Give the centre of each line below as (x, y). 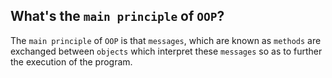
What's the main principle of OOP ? (117, 16)
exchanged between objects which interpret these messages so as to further (166, 51)
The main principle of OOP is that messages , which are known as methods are (166, 40)
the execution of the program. (71, 61)
